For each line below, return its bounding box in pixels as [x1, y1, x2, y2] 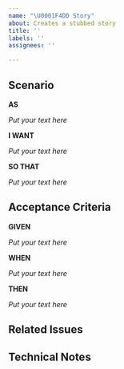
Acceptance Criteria [8, 201, 111, 214]
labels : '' [8, 34, 45, 43]
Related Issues [8, 322, 83, 337]
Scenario [8, 78, 54, 92]
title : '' [8, 26, 42, 34]
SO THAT [8, 161, 40, 171]
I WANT [8, 130, 34, 140]
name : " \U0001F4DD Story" [8, 11, 94, 20]
